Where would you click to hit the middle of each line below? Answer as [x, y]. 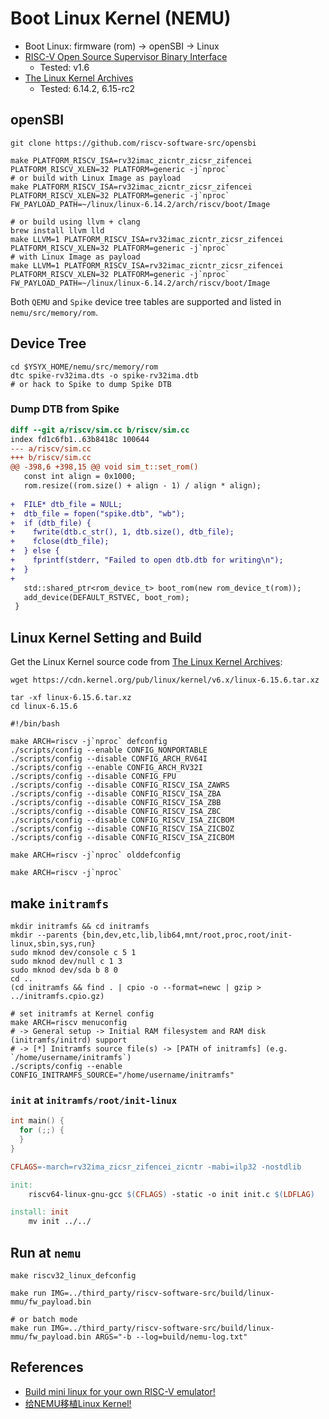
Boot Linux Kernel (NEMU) [121, 18]
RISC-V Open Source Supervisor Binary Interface [126, 56]
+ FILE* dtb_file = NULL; [66, 504]
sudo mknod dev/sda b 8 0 [64, 970]
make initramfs [60, 903]
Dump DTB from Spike [65, 409]
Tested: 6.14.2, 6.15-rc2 [87, 88]
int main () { [37, 1121]
